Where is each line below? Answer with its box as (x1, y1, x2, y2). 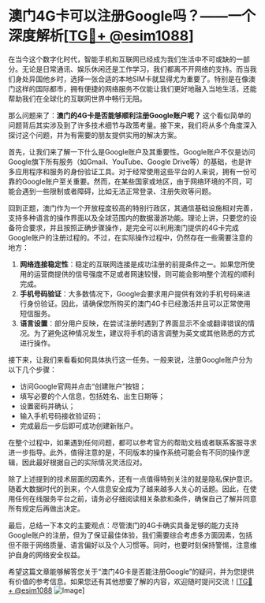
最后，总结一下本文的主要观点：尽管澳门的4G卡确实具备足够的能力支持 (8, 520, 239, 530)
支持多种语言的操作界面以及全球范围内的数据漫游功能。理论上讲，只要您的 (8, 213, 250, 222)
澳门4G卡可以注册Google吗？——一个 (8, 7, 256, 25)
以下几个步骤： (8, 364, 57, 374)
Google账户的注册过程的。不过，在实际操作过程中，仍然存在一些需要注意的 (8, 233, 253, 242)
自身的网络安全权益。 (14, 549, 84, 560)
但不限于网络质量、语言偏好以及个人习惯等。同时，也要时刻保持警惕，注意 (8, 540, 250, 549)
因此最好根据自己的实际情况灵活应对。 (21, 457, 147, 467)
